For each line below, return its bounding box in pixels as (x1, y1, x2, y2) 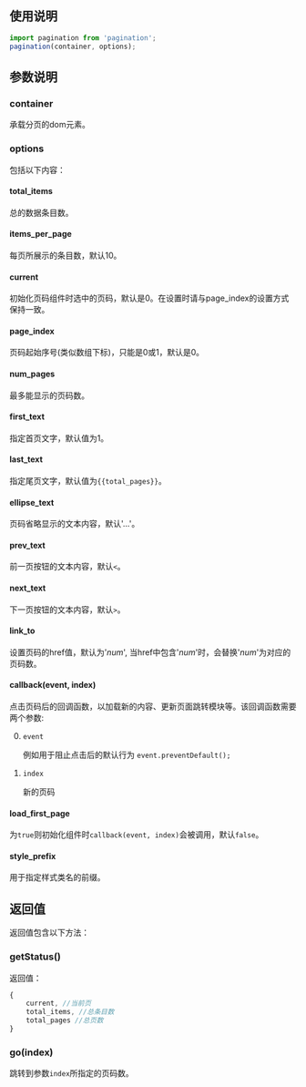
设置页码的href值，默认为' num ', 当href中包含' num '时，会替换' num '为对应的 (9, 646, 291, 658)
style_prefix (9, 850, 56, 861)
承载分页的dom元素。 (9, 119, 91, 130)
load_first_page (9, 807, 70, 818)
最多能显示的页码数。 (9, 390, 89, 401)
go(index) (9, 1046, 54, 1059)
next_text (9, 582, 46, 593)
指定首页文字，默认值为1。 (9, 432, 109, 444)
